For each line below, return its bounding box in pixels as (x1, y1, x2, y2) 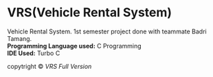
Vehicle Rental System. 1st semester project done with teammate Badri (7, 27, 208, 35)
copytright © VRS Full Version (7, 62, 92, 70)
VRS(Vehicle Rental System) (7, 5, 172, 20)
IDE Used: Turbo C (7, 49, 60, 57)
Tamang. (7, 34, 32, 42)
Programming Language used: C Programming (7, 42, 142, 50)
